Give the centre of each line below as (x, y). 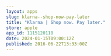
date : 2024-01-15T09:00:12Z (40, 38)
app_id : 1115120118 (30, 33)
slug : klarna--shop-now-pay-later (48, 17)
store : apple (22, 28)
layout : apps (22, 11)
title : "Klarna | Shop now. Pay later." (56, 22)
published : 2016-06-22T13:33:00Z (47, 44)
